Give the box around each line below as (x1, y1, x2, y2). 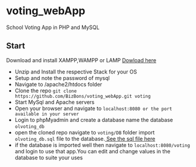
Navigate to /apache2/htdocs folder (14, 81, 103, 88)
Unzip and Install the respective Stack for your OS (14, 68, 138, 75)
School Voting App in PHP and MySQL (6, 24, 100, 31)
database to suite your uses (14, 154, 83, 161)
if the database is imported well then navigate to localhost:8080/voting (14, 141, 190, 149)
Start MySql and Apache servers (14, 98, 95, 105)
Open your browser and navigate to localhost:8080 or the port (14, 105, 172, 112)
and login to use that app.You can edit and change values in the (14, 147, 170, 155)
